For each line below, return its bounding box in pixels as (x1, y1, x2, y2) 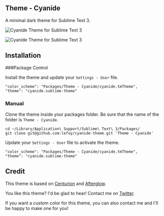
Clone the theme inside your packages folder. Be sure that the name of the (5, 111, 159, 117)
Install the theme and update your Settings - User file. (5, 74, 119, 80)
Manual (5, 100, 24, 107)
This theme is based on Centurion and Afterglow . (5, 180, 106, 186)
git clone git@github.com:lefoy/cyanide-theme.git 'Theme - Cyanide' (5, 130, 154, 136)
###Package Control (5, 65, 48, 71)
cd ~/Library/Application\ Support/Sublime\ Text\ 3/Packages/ (5, 126, 140, 131)
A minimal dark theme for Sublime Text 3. (5, 17, 91, 23)
